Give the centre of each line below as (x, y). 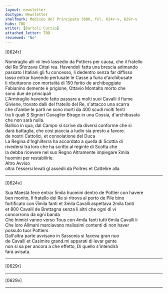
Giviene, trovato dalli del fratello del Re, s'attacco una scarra (67, 104)
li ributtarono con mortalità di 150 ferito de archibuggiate (63, 82)
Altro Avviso (17, 163)
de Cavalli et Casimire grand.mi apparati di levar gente (61, 241)
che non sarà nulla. (25, 120)
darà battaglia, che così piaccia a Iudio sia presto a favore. (65, 130)
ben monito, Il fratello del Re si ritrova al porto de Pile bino (65, 197)
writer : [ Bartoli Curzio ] (32, 28)
